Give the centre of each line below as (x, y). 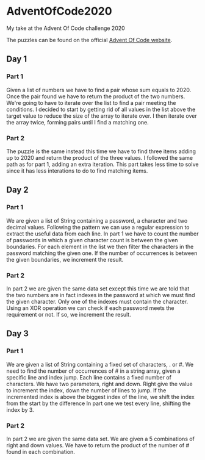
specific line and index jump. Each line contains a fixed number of (89, 377)
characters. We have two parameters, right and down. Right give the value (100, 384)
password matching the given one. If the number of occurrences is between (102, 253)
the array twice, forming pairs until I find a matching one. (78, 122)
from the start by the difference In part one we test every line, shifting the (99, 403)
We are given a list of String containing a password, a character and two (97, 220)
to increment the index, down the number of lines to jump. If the (86, 390)
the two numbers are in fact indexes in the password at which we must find (101, 295)
